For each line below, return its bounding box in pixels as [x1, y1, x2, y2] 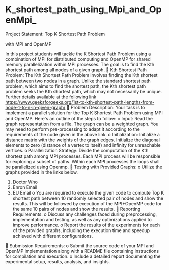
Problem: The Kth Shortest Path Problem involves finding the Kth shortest [5, 72, 158, 78]
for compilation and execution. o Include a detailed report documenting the [5, 253, 161, 259]
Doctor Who [12, 179, 38, 185]
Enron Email [12, 184, 38, 190]
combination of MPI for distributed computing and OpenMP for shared [5, 56, 151, 62]
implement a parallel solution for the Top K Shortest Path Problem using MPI [5, 110, 163, 116]
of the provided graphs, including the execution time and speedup [12, 227, 150, 234]
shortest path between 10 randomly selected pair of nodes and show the [12, 195, 164, 201]
